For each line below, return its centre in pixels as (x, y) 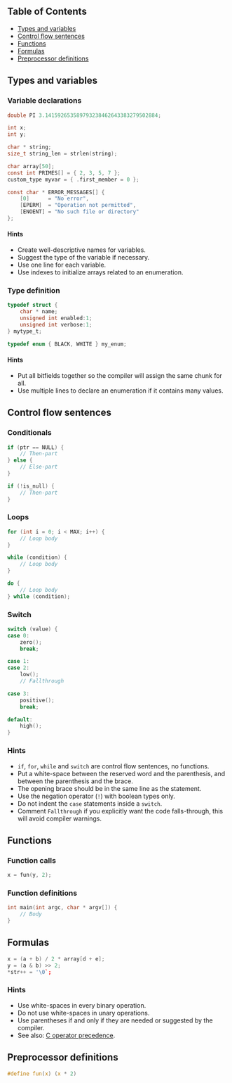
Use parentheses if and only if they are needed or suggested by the (115, 1020)
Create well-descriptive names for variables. (81, 250)
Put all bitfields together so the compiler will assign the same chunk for (120, 375)
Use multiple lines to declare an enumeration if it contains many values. (120, 391)
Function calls (32, 860)
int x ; (17, 128)
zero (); (31, 642)
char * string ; (29, 147)
